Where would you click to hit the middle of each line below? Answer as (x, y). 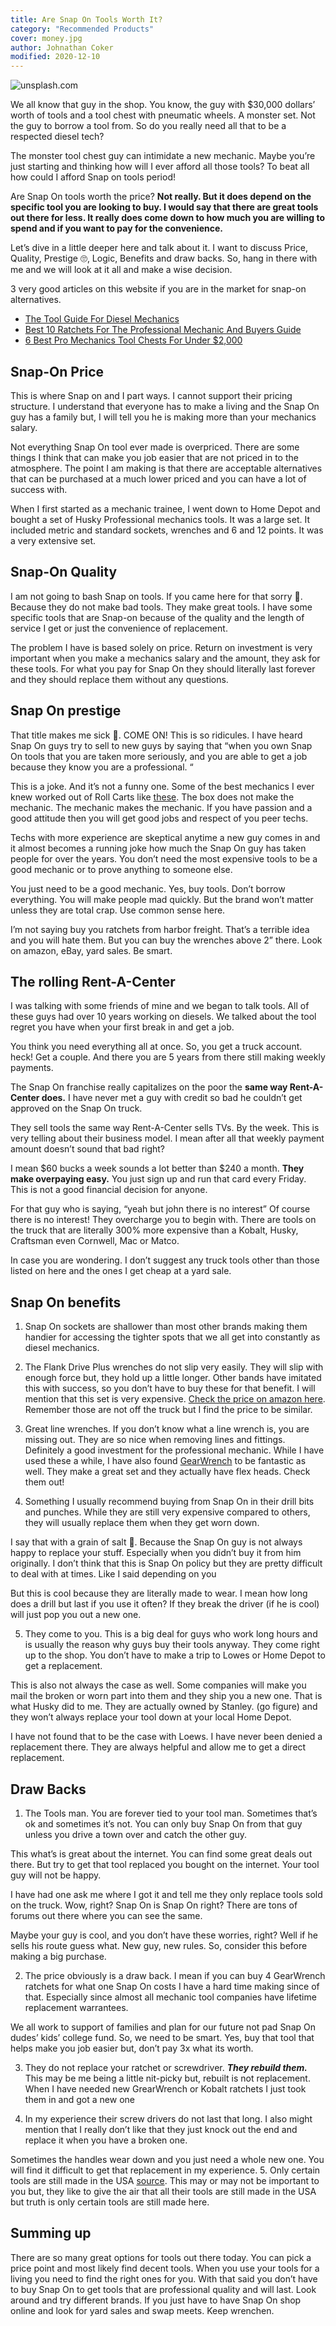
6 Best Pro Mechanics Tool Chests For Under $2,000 (133, 340)
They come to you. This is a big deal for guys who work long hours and (171, 1634)
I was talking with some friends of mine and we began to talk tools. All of (160, 1006)
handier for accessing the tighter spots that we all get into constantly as (172, 1337)
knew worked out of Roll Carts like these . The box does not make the (152, 797)
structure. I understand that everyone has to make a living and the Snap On (165, 406)
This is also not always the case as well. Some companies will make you (158, 1685)
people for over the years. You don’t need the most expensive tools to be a (164, 858)
